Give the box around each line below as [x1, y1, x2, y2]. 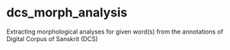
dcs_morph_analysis [6, 5, 128, 21]
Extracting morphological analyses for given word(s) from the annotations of [6, 27, 224, 36]
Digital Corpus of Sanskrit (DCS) [6, 34, 98, 42]
